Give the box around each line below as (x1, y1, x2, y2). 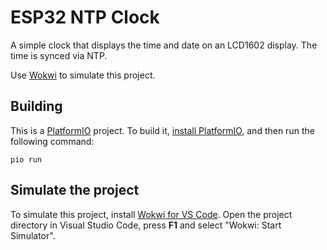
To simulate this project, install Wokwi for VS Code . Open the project (10, 208, 293, 220)
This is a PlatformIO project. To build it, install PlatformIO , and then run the (10, 124, 315, 136)
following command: (10, 135, 95, 147)
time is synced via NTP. (10, 49, 108, 61)
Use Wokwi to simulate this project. (10, 69, 156, 81)
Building (10, 98, 63, 115)
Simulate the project (10, 182, 140, 199)
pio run (10, 154, 43, 165)
